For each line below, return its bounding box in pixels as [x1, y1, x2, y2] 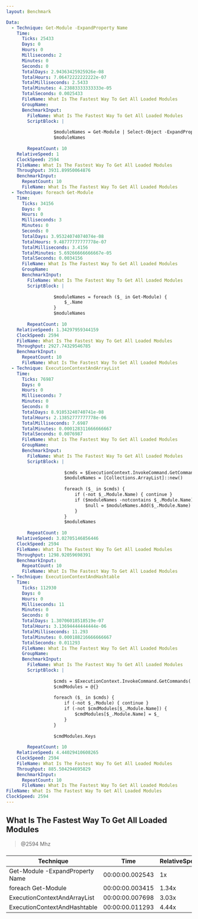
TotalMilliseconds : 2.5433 [21, 80, 88, 86]
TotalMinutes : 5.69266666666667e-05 [21, 250, 112, 256]
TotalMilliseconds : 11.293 [21, 628, 88, 635]
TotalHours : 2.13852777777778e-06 [21, 415, 107, 421]
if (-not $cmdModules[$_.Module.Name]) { [64, 706, 167, 712]
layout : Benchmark [6, 8, 51, 15]
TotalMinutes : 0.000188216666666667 [21, 634, 112, 640]
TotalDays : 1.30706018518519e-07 [21, 618, 104, 624]
